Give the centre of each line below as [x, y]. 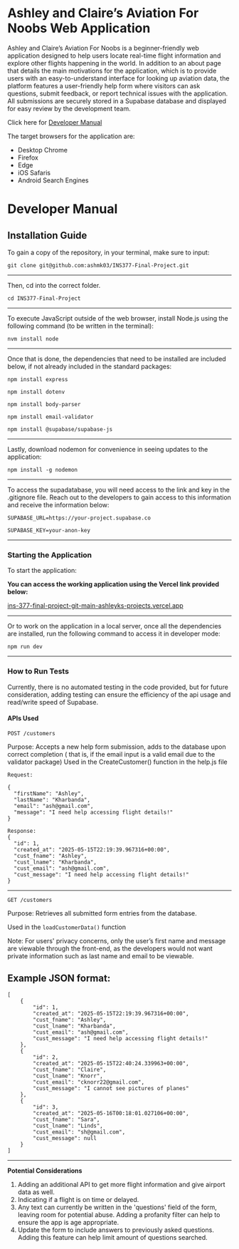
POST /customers [31, 733]
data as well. [36, 1192]
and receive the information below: [58, 504]
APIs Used [23, 718]
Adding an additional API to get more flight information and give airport [121, 1184]
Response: [22, 831]
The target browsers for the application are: [71, 136]
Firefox [28, 157]
